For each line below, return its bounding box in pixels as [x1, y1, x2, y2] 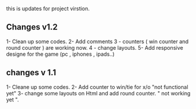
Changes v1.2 [6, 22, 58, 32]
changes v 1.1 [6, 68, 56, 78]
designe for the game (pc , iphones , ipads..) [6, 50, 115, 57]
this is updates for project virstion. [6, 5, 90, 12]
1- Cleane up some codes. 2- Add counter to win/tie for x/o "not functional [6, 83, 188, 91]
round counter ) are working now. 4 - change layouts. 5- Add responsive [6, 44, 184, 51]
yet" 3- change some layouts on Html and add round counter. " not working [6, 89, 191, 97]
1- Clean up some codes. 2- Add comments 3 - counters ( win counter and [6, 38, 189, 45]
